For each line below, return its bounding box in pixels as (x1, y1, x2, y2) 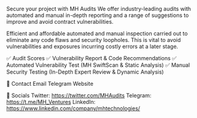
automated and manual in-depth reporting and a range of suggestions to (6, 12, 189, 19)
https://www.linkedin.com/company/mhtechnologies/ (6, 105, 141, 112)
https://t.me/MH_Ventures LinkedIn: (6, 99, 96, 105)
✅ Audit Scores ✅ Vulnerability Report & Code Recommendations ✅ (6, 55, 177, 61)
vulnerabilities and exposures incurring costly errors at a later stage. (6, 43, 179, 50)
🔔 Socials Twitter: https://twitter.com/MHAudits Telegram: (6, 92, 152, 99)
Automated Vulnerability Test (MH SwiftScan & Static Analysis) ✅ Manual (6, 61, 190, 69)
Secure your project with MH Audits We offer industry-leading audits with (6, 5, 191, 12)
